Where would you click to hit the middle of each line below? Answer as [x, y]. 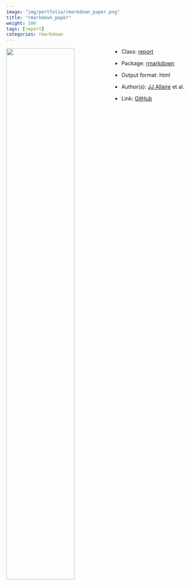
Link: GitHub [137, 99]
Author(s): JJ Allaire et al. [153, 87]
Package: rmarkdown [148, 64]
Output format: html [146, 75]
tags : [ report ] [25, 29]
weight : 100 [21, 23]
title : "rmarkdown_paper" [39, 18]
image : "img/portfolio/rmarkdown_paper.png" [63, 12]
